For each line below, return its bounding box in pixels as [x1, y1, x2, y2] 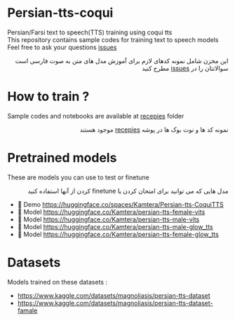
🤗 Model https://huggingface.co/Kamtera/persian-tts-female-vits [17, 207, 206, 216]
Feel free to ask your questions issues [7, 43, 117, 51]
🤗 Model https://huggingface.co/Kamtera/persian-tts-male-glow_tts [17, 222, 213, 231]
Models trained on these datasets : [7, 278, 107, 286]
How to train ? [7, 89, 90, 104]
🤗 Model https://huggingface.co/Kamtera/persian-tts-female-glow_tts [17, 230, 219, 238]
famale [17, 306, 38, 315]
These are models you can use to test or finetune [7, 173, 149, 182]
